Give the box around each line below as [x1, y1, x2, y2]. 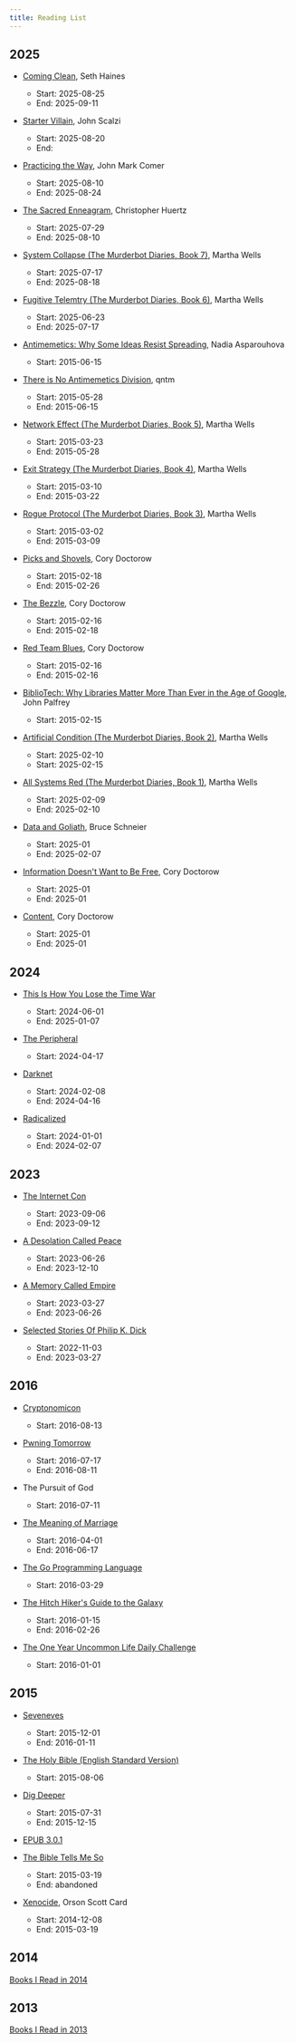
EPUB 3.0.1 [22, 1834, 63, 1845]
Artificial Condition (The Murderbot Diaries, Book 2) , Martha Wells [22, 732, 269, 743]
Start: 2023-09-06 [35, 1209, 106, 1219]
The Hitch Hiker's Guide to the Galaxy [22, 1596, 164, 1608]
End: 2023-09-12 [35, 1218, 101, 1229]
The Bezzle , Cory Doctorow [22, 598, 127, 609]
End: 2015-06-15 [35, 401, 99, 412]
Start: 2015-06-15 [35, 357, 102, 368]
